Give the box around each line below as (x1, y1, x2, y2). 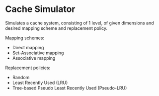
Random (12, 74, 30, 80)
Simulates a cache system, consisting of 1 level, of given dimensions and (5, 20, 154, 26)
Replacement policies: (5, 65, 51, 71)
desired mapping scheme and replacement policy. (5, 25, 108, 31)
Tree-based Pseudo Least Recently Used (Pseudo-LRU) (12, 85, 127, 91)
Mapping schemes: (5, 35, 45, 41)
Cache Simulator (5, 3, 76, 15)
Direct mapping (12, 44, 44, 50)
